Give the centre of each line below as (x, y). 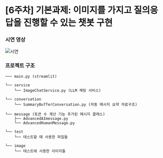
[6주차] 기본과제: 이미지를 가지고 (68, 10)
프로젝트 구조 (20, 65)
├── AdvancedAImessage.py (41, 118)
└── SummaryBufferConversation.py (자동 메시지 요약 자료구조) (76, 104)
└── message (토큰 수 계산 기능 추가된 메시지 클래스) (55, 114)
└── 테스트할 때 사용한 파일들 (41, 137)
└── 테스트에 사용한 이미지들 (40, 151)
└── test (14, 131)
